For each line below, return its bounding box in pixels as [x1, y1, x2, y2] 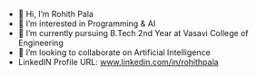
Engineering [17, 37, 64, 48]
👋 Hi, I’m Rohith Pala [17, 9, 94, 19]
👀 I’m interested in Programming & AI [17, 18, 156, 29]
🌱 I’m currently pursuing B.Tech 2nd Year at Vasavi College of [17, 28, 249, 38]
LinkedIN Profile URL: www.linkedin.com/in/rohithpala [17, 57, 219, 67]
